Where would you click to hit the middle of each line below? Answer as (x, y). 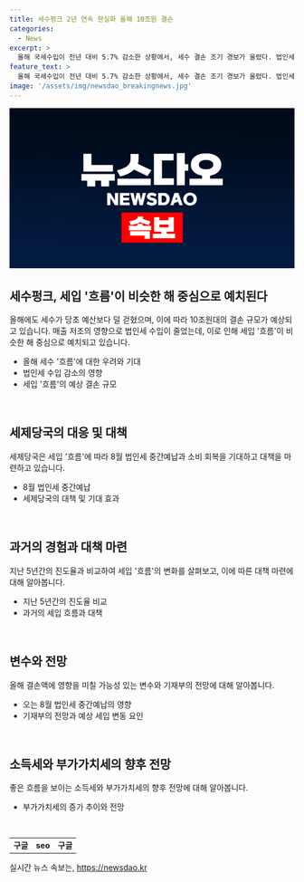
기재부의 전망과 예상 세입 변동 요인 (83, 715)
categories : (32, 29)
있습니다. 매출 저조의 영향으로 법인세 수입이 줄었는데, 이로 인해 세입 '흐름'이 (151, 331)
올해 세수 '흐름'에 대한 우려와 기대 (82, 361)
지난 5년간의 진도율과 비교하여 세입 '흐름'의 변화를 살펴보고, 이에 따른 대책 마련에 (152, 570)
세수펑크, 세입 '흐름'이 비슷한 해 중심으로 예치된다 (139, 296)
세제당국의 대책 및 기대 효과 (71, 498)
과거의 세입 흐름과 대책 (62, 612)
